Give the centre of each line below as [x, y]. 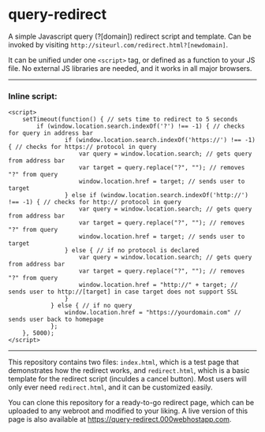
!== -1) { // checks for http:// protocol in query [95, 203]
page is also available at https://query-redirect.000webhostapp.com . [120, 419]
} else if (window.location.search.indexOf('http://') [156, 196]
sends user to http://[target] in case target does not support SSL [123, 292]
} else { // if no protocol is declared [132, 251]
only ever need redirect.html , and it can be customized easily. [110, 387]
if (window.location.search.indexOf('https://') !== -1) [160, 140]
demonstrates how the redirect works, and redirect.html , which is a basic [129, 371]
